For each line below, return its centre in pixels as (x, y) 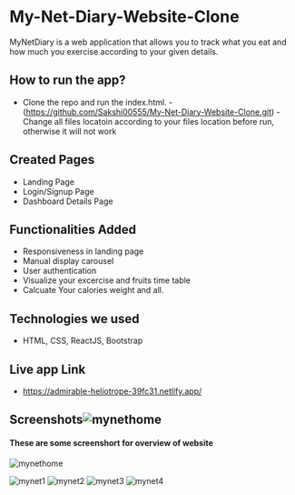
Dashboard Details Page (68, 201)
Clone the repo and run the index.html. (94, 102)
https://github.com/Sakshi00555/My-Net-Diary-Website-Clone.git (149, 112)
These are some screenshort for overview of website (111, 442)
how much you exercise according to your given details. (114, 51)
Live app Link (48, 369)
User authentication (59, 271)
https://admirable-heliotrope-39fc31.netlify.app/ (112, 391)
